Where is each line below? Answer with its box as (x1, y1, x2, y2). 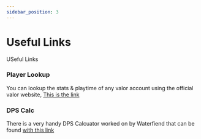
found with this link (6, 126, 55, 134)
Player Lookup (6, 71, 50, 79)
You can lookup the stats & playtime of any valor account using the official (6, 84, 194, 91)
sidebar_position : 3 (6, 9, 59, 15)
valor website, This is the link (6, 91, 80, 98)
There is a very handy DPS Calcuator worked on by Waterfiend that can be (6, 120, 195, 127)
